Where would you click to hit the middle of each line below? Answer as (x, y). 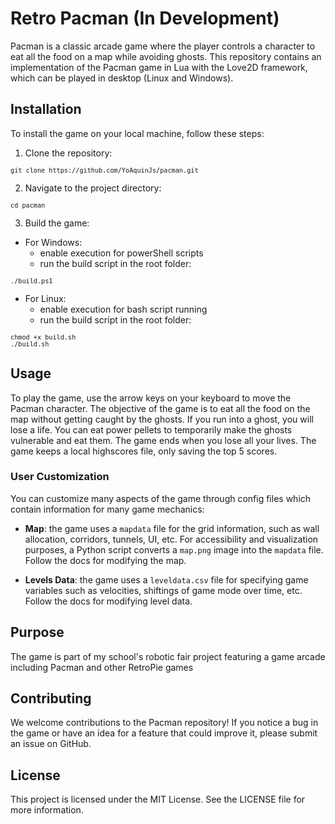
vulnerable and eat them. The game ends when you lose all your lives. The (163, 440)
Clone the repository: (68, 153)
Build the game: (57, 223)
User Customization (60, 477)
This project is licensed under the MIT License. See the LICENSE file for (158, 799)
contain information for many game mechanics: (107, 509)
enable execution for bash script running (123, 309)
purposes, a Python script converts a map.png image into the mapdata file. (174, 549)
